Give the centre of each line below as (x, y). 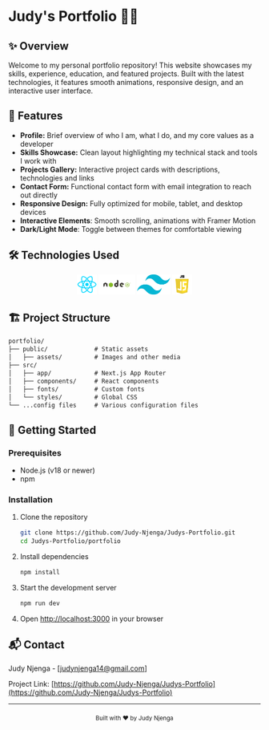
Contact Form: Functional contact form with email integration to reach (136, 186)
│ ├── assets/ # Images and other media (94, 357)
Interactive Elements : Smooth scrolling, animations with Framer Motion (138, 221)
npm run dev (40, 604)
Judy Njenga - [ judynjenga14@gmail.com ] (78, 668)
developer (36, 144)
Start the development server (68, 588)
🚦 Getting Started (52, 430)
